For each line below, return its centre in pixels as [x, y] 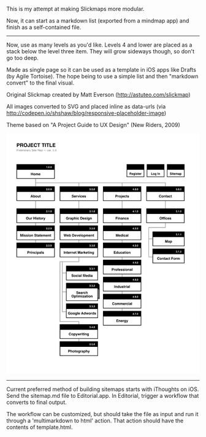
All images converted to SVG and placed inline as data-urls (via [86, 106]
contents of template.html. [40, 427]
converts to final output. [37, 402]
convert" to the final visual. [40, 83]
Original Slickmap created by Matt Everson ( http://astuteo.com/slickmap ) [99, 95]
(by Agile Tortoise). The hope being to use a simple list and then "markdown [102, 76]
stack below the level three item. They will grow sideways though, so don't [101, 51]
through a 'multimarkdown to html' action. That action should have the [95, 421]
